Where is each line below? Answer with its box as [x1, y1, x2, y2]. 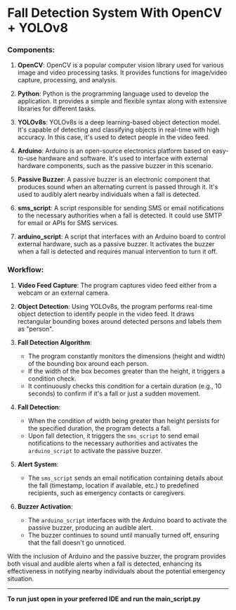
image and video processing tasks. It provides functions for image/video [17, 68, 228, 77]
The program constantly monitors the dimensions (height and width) [27, 352, 226, 360]
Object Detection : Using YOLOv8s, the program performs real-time [17, 302, 213, 310]
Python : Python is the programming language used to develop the [17, 89, 209, 98]
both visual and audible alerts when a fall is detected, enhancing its [7, 559, 202, 568]
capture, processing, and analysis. [17, 76, 117, 84]
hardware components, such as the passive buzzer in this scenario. [17, 162, 214, 170]
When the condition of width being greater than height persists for [27, 417, 220, 425]
